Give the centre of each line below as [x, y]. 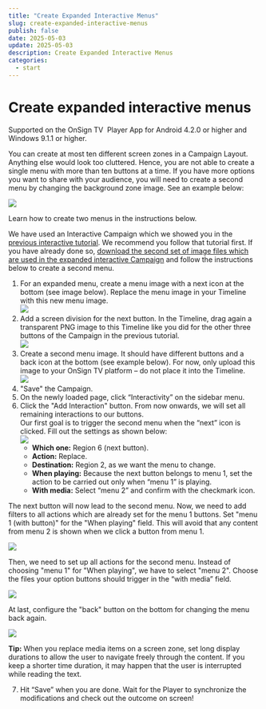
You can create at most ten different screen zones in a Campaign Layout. [128, 154]
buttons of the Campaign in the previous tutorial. [99, 335]
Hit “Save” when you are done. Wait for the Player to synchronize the [133, 689]
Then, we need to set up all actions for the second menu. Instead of [120, 562]
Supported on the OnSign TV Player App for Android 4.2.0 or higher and [128, 130]
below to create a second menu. [61, 268]
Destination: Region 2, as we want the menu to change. [123, 465]
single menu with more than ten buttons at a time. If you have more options [132, 171]
